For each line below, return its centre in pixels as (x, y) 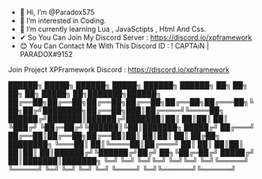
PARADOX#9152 (46, 54)
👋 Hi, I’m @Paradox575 (57, 12)
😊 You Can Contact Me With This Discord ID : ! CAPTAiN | (114, 46)
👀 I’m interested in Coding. (63, 21)
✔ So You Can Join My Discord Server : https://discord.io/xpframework (136, 37)
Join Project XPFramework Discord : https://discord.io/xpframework (119, 70)
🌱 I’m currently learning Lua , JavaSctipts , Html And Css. (113, 29)
